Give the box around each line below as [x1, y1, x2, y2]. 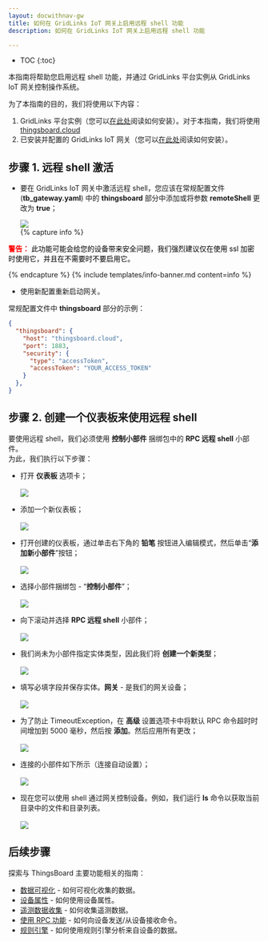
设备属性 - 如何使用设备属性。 [19, 895, 119, 904]
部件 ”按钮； [41, 548, 80, 557]
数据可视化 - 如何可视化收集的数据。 [19, 885, 140, 895]
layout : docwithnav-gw [8, 11, 84, 20]
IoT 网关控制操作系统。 [8, 82, 84, 92]
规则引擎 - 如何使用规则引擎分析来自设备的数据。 [19, 925, 182, 935]
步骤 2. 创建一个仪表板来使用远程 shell [8, 410, 198, 425]
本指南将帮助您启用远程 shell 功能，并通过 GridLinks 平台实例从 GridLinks [8, 72, 250, 82]
